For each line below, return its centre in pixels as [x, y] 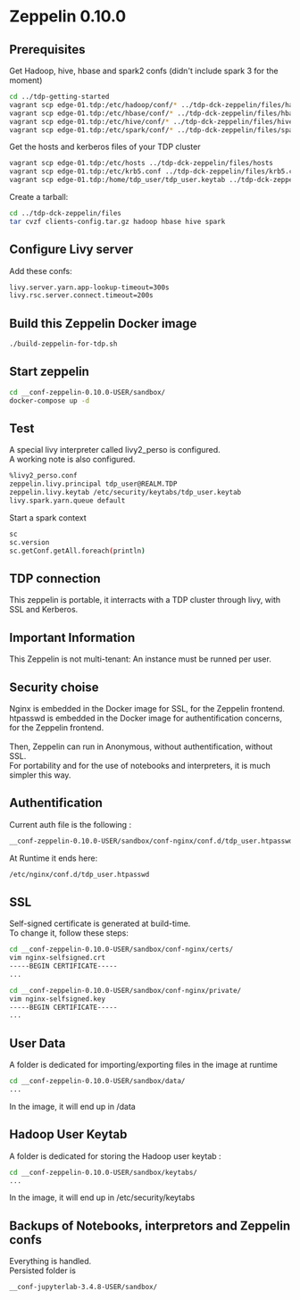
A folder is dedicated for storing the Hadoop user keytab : [115, 1156]
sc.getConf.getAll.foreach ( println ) [77, 551]
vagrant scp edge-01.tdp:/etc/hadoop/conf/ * [93, 104]
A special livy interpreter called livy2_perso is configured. [115, 450]
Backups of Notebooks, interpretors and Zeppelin [150, 1225]
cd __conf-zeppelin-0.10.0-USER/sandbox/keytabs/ [104, 1172]
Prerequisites [47, 50]
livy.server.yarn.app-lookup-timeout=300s [89, 287]
